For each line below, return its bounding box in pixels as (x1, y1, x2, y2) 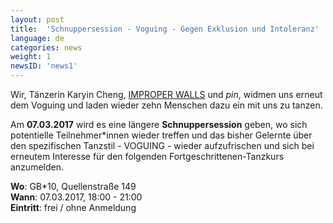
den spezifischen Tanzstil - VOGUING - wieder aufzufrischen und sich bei (10, 140, 315, 151)
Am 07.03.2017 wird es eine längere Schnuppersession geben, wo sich (10, 119, 308, 130)
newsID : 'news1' (10, 61, 78, 71)
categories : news (10, 42, 83, 53)
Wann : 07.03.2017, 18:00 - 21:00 (10, 191, 143, 203)
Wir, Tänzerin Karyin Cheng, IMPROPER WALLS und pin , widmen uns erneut (10, 89, 323, 100)
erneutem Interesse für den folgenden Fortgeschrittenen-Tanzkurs (10, 151, 285, 162)
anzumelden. (10, 161, 64, 173)
